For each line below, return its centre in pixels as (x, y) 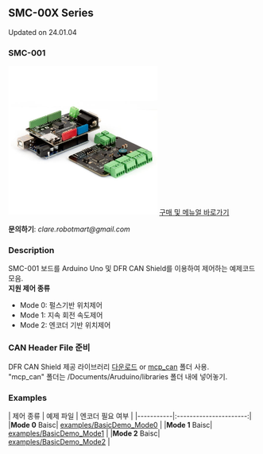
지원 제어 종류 (29, 289)
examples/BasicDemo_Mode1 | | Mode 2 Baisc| (84, 433)
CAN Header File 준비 (49, 347)
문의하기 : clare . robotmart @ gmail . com (70, 229)
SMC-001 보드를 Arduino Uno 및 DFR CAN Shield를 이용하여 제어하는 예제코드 (132, 269)
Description (31, 250)
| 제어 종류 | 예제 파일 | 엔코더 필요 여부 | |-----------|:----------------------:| (130, 416)
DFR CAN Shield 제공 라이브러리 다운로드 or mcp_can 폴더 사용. (109, 367)
